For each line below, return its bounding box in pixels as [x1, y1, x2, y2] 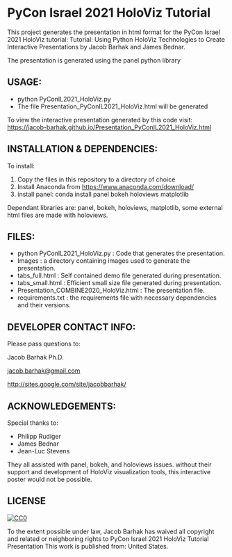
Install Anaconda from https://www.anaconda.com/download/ [17, 182, 194, 191]
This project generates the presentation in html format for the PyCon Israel [7, 28, 221, 36]
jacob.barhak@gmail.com [7, 366, 81, 375]
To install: [7, 161, 35, 170]
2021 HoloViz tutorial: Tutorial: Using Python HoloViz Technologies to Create [7, 35, 226, 43]
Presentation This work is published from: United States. [7, 542, 169, 550]
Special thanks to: [7, 419, 59, 427]
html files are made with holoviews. [7, 211, 108, 219]
